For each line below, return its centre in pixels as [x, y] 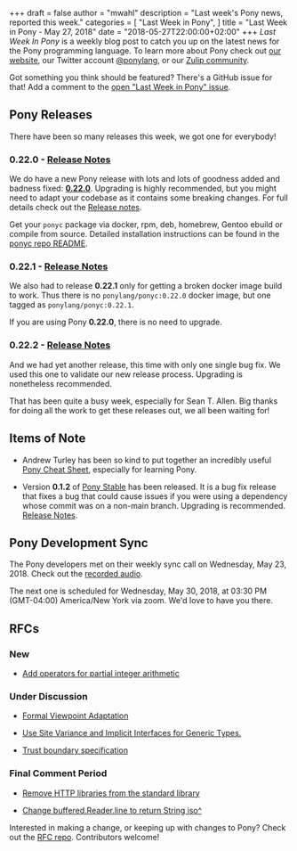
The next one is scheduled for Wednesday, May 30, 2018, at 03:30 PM [138, 591]
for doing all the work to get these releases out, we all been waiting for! [140, 410]
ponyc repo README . [48, 243]
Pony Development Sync [79, 543]
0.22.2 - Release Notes [60, 345]
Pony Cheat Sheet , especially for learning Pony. [109, 469]
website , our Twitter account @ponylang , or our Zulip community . [129, 60]
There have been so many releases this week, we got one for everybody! [143, 136]
